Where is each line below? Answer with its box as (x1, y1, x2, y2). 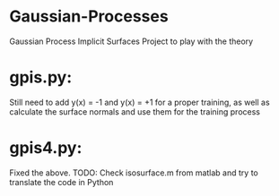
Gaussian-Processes (9, 6, 169, 27)
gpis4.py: (9, 138, 83, 158)
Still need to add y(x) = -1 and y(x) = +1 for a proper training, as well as (9, 97, 271, 107)
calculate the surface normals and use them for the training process (9, 106, 260, 117)
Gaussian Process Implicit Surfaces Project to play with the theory (9, 36, 254, 47)
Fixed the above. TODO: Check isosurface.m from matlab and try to (9, 167, 258, 178)
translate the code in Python (9, 176, 114, 187)
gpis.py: (9, 67, 73, 88)
